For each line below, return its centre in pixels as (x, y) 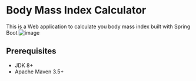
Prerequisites (31, 51)
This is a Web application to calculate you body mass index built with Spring (98, 26)
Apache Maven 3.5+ (39, 72)
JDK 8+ (24, 65)
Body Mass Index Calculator (76, 10)
